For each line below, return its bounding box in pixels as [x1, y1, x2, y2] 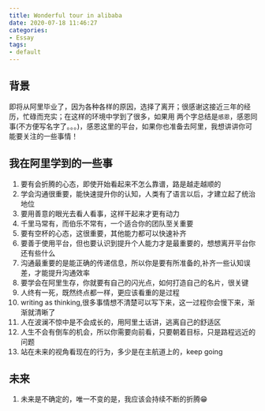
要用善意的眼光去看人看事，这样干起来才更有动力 [20, 208, 180, 218]
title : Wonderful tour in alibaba [9, 11, 123, 20]
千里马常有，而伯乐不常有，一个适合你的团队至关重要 [20, 219, 194, 228]
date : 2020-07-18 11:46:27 [9, 19, 98, 27]
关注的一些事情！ [22, 131, 78, 140]
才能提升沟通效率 [34, 267, 90, 277]
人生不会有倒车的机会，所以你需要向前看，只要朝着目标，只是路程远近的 [20, 327, 256, 336]
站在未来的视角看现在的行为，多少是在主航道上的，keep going [20, 346, 223, 356]
